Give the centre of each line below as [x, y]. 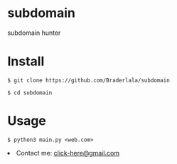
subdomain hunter [34, 33]
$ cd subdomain [30, 93]
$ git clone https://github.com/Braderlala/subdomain [89, 80]
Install [26, 61]
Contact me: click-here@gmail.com [68, 153]
